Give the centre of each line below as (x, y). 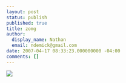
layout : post (23, 12)
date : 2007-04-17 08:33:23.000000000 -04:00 (63, 51)
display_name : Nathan (39, 40)
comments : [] (23, 57)
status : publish (27, 17)
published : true (27, 23)
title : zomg (21, 29)
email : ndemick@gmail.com (45, 46)
